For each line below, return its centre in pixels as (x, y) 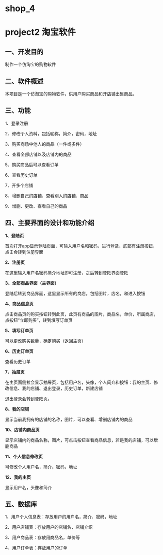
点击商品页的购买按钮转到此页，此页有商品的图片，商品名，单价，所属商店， (81, 314)
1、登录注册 (16, 123)
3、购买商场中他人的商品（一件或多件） (45, 144)
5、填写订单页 (19, 330)
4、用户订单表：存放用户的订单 (36, 548)
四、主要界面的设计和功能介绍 (50, 223)
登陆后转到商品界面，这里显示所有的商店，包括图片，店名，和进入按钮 (75, 293)
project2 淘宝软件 (41, 32)
